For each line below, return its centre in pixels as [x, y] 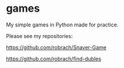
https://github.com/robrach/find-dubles [54, 59]
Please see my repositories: [39, 36]
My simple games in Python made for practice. [62, 25]
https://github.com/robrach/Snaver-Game [56, 47]
